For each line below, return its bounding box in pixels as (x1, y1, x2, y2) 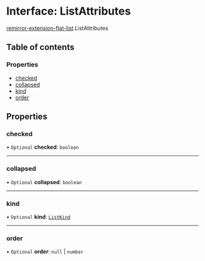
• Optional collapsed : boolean (6, 178, 82, 185)
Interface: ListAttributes (6, 4, 131, 18)
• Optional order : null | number (6, 248, 84, 256)
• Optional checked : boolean (6, 143, 79, 151)
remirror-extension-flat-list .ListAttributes (6, 24, 109, 32)
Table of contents (6, 42, 74, 52)
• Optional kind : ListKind (6, 213, 71, 220)
